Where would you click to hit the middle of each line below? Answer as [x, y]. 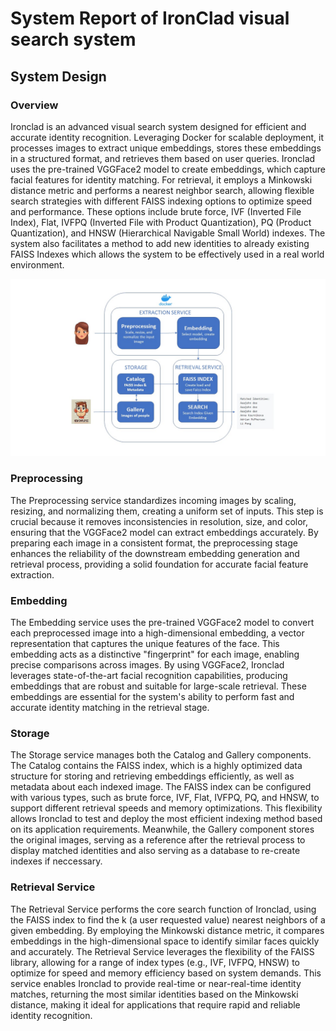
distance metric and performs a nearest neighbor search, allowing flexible [162, 190]
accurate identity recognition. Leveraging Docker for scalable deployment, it [167, 137]
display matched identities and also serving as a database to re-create [155, 851]
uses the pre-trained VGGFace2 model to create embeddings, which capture [168, 169]
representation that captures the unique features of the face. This [145, 643]
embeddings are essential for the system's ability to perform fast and [152, 696]
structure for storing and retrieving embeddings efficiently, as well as [152, 776]
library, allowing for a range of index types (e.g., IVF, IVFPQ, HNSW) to [155, 962]
